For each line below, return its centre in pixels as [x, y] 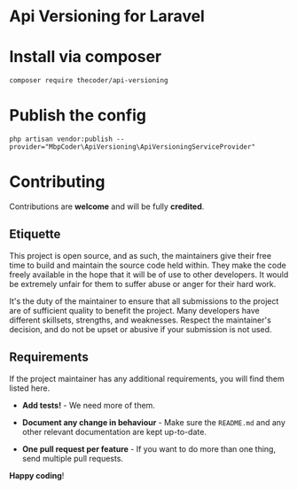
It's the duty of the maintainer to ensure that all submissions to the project [144, 301]
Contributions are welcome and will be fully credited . [107, 206]
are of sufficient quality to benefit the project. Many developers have [134, 310]
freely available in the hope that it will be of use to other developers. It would [149, 274]
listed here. [30, 388]
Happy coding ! [37, 475]
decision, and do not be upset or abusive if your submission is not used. [141, 329]
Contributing [57, 182]
